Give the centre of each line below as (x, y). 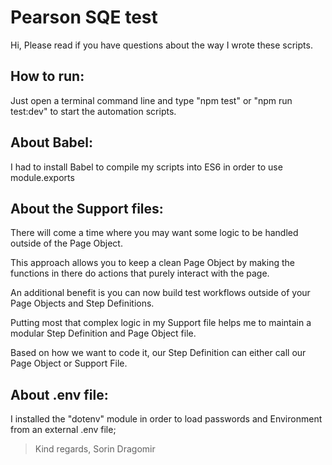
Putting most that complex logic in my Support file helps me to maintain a (161, 323)
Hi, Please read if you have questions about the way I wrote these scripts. (161, 45)
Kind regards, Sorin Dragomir (95, 449)
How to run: (47, 76)
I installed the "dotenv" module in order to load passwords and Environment (166, 419)
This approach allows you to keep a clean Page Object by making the (152, 263)
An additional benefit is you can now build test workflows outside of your (160, 293)
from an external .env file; (63, 430)
